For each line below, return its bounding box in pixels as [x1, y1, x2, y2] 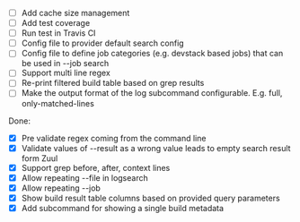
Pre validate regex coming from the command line [21, 132, 207, 143]
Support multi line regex [21, 67, 111, 79]
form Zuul [21, 152, 58, 164]
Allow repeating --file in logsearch [21, 172, 149, 183]
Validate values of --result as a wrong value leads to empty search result [21, 142, 291, 153]
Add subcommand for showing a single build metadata [21, 202, 225, 213]
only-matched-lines [21, 98, 95, 108]
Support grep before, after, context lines [21, 162, 171, 173]
